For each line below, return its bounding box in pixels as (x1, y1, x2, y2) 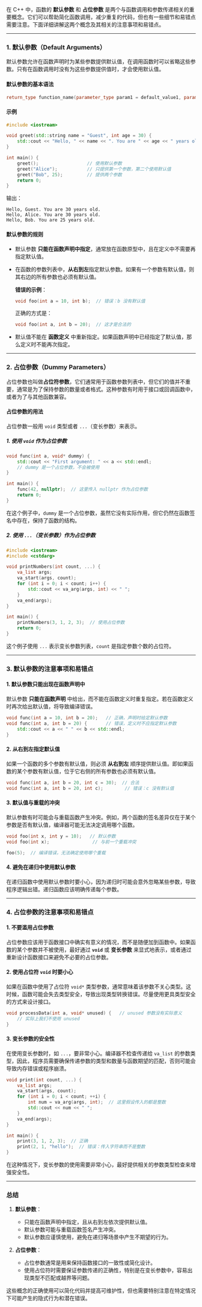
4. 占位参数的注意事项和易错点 (6, 908, 94, 916)
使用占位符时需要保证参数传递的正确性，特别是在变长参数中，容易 (23, 1267, 188, 1274)
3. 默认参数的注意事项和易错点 (6, 664, 94, 673)
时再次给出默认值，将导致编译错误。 (6, 703, 96, 710)
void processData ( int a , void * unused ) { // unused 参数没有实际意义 (6, 1010, 182, 1016)
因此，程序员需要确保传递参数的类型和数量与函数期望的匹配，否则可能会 (16, 1057, 196, 1064)
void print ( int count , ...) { (6, 1076, 82, 1083)
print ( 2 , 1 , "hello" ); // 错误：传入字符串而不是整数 (17, 1143, 145, 1150)
